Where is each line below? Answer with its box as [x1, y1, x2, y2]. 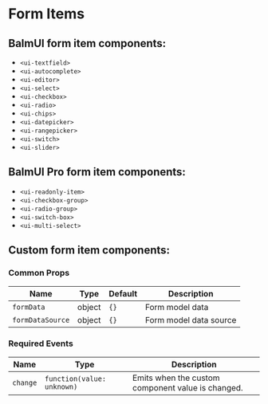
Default [108, 288, 138, 299]
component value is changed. [132, 382, 243, 393]
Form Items [8, 5, 85, 23]
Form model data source [144, 314, 237, 325]
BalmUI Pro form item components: [8, 165, 186, 179]
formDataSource [12, 316, 70, 324]
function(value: [45, 374, 106, 383]
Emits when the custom [132, 372, 221, 383]
